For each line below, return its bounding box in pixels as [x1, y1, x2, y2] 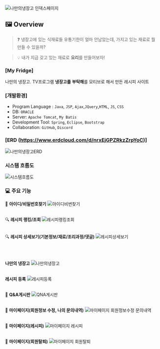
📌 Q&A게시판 [5, 292, 31, 298]
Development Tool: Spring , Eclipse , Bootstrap [12, 119, 105, 125]
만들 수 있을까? [17, 44, 46, 50]
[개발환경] [5, 92, 28, 99]
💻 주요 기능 [5, 187, 31, 194]
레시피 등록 [5, 276, 26, 282]
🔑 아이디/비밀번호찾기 [5, 201, 46, 207]
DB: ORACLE [12, 109, 34, 115]
